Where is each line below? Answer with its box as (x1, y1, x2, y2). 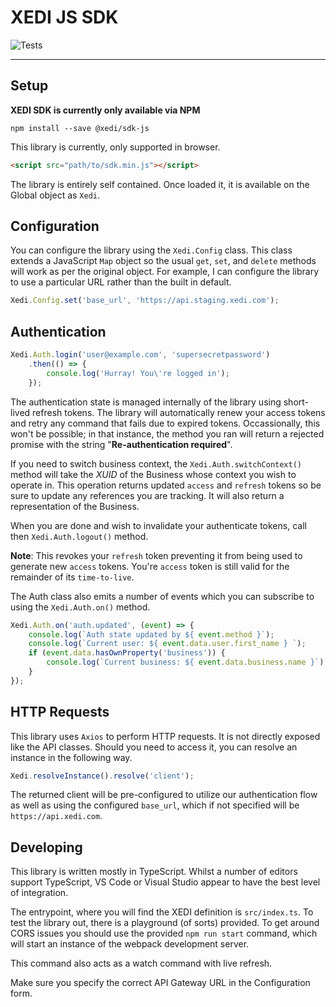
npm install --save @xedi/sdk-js (10, 123, 150, 133)
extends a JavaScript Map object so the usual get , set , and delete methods (10, 255, 317, 267)
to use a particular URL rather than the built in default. (10, 276, 232, 288)
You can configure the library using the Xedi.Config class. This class (10, 244, 293, 256)
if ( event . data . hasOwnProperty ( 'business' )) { (28, 648, 226, 658)
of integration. (10, 887, 69, 899)
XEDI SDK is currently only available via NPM (10, 104, 201, 116)
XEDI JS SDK (10, 6, 119, 29)
